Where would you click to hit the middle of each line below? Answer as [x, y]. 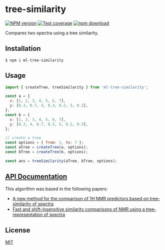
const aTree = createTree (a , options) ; [47, 147]
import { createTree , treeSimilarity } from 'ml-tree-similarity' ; [77, 87]
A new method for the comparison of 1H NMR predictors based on [80, 198]
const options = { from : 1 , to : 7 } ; [44, 143]
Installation [23, 49]
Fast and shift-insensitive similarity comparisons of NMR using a [78, 209]
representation [27, 214]
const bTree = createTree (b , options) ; [47, 152]
